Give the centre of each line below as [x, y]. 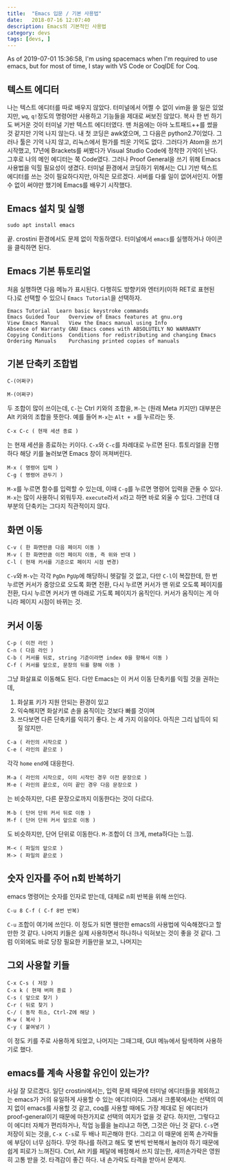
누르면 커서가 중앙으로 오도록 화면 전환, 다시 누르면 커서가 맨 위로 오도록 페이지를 [115, 585]
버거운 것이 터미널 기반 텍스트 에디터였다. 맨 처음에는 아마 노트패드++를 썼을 [116, 124]
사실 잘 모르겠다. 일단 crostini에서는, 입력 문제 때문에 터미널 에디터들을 [102, 1091]
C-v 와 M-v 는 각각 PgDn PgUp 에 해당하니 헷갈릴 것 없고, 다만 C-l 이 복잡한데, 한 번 [113, 576]
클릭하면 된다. [33, 247]
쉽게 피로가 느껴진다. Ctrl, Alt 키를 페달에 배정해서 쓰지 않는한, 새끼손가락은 [107, 1151]
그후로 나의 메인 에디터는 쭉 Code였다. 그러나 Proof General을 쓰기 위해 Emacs [114, 159]
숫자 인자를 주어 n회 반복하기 [64, 879]
